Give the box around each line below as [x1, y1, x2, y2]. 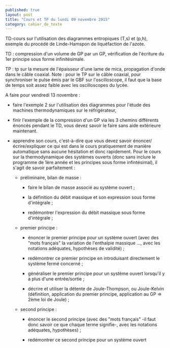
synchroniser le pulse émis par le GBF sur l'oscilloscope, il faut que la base [5, 77, 162, 83]
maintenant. [12, 128, 38, 134]
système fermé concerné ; [27, 261, 83, 267]
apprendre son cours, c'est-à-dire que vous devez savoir [12, 138, 132, 144]
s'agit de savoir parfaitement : [12, 165, 76, 171]
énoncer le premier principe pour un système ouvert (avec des [27, 235, 159, 241]
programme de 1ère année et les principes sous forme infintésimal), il [12, 160, 157, 166]
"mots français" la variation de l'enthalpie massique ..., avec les [27, 240, 161, 246]
